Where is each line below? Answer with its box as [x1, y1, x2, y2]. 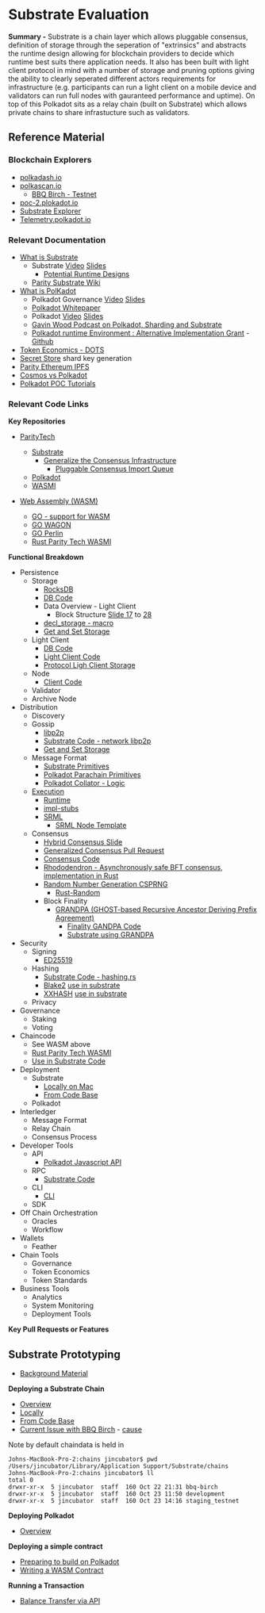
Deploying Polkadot [8, 1511, 75, 1520]
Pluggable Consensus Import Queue [55, 464, 175, 473]
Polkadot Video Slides [31, 311, 104, 320]
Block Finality [43, 896, 88, 906]
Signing [31, 947, 57, 956]
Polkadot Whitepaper [31, 303, 101, 312]
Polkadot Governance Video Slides [31, 294, 145, 304]
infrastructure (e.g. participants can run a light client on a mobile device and [8, 82, 256, 92]
